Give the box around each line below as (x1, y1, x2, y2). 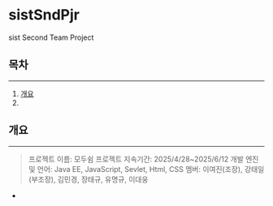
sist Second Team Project (8, 32, 94, 42)
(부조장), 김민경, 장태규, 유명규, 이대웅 (28, 174, 149, 184)
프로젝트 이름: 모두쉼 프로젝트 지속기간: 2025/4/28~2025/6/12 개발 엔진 (28, 154, 259, 164)
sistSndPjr (8, 6, 80, 24)
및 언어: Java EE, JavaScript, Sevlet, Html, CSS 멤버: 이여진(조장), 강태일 (28, 164, 265, 174)
